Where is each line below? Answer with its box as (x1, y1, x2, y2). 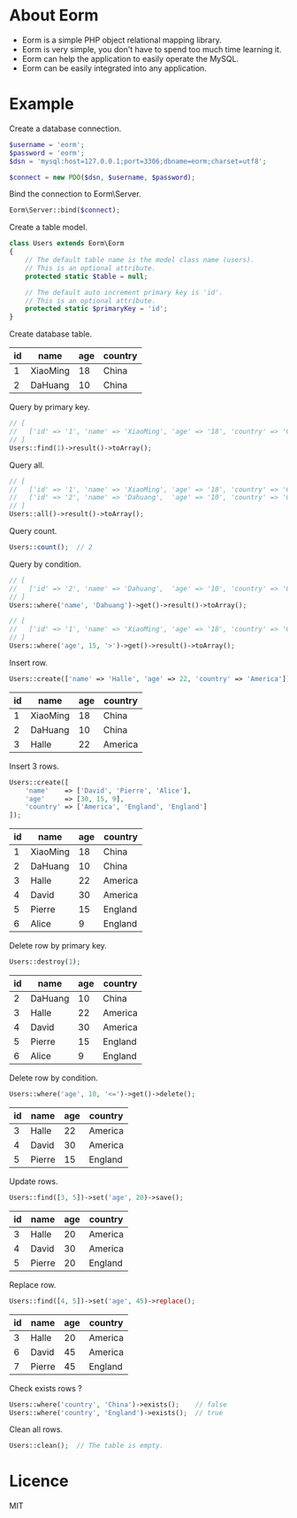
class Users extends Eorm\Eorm (9, 239, 125, 248)
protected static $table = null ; (25, 272, 148, 281)
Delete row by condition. (9, 1073, 99, 1083)
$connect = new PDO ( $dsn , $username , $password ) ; (9, 173, 196, 182)
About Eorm (9, 5, 99, 26)
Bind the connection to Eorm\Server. (9, 189, 141, 199)
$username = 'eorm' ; (9, 140, 86, 149)
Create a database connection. (9, 123, 122, 134)
